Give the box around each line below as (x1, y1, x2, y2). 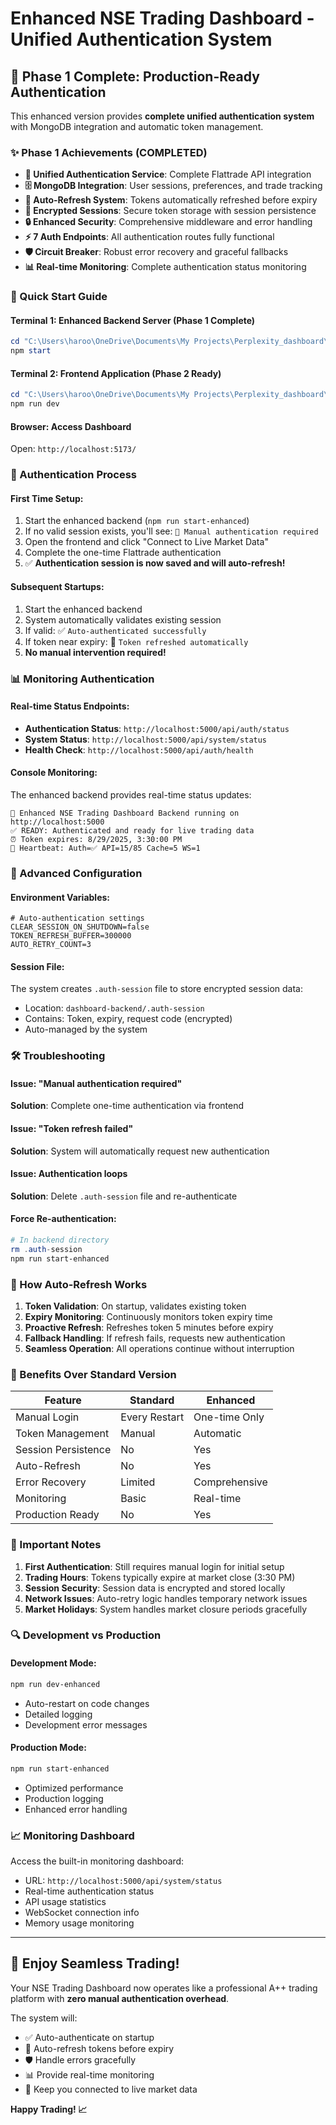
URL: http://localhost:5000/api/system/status (24, 1874, 223, 1886)
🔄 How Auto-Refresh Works (10, 1277, 148, 1291)
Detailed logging (24, 1708, 93, 1720)
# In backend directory (10, 1235, 110, 1246)
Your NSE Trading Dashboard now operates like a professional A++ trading (10, 1982, 318, 1994)
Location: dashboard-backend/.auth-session (24, 1002, 205, 1014)
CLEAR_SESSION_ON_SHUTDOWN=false (10, 922, 150, 932)
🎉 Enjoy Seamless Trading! (10, 1955, 180, 1972)
